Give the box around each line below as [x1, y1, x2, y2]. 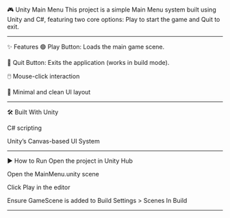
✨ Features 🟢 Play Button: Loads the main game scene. [7, 43, 165, 51]
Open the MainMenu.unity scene [7, 170, 99, 178]
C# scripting [7, 124, 42, 132]
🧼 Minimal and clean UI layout [7, 88, 91, 96]
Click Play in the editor [7, 183, 71, 191]
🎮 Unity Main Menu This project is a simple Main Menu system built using [7, 5, 217, 14]
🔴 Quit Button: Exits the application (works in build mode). [7, 59, 170, 66]
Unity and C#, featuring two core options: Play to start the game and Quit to [7, 16, 220, 23]
